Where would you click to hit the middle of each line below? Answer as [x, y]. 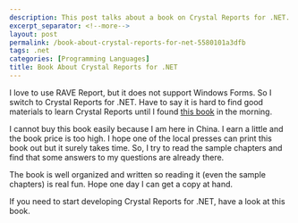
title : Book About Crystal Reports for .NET [94, 68]
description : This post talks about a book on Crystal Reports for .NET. [150, 17]
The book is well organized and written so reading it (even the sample [138, 174]
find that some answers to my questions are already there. [117, 157]
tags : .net [30, 51]
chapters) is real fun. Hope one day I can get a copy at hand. [121, 184]
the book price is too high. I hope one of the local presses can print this [141, 138]
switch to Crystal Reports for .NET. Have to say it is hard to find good [136, 102]
